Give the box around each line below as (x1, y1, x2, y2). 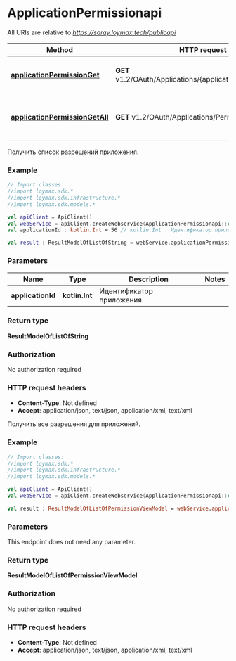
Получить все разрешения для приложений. (7, 420, 141, 428)
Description (129, 274, 169, 284)
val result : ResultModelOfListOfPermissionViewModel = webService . (7, 505, 212, 512)
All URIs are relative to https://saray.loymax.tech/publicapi (7, 28, 176, 37)
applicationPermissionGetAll (11, 112, 109, 122)
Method (46, 44, 74, 54)
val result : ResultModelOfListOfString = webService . (7, 239, 171, 247)
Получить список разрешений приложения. (7, 148, 139, 156)
